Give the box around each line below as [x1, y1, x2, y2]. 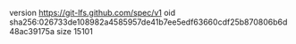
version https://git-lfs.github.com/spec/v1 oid [9, 8, 176, 18]
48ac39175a [9, 26, 55, 36]
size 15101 [56, 26, 94, 36]
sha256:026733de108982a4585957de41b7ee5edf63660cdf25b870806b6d [9, 17, 288, 27]
